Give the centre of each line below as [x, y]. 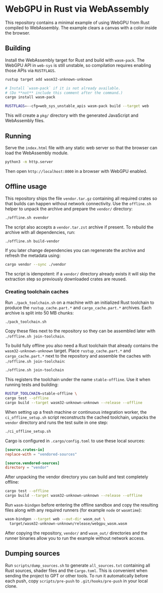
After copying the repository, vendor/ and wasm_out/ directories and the [76, 533]
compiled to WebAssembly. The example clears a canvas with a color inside [81, 27]
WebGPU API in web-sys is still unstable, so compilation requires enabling [78, 65]
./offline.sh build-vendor [32, 241]
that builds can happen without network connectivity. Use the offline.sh [78, 203]
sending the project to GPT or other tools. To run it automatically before [77, 575]
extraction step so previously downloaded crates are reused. [66, 279]
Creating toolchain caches [37, 292]
